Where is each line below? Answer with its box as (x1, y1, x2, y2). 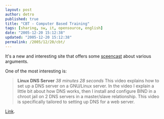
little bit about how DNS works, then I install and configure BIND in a (17, 88, 156, 94)
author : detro (5, 12, 35, 17)
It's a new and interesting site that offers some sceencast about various (5, 53, 152, 59)
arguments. (5, 58, 29, 64)
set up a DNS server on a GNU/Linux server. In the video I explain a (17, 83, 155, 89)
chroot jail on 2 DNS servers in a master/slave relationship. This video (17, 93, 160, 99)
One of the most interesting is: (5, 68, 67, 74)
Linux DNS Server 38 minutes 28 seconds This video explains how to (17, 77, 160, 83)
